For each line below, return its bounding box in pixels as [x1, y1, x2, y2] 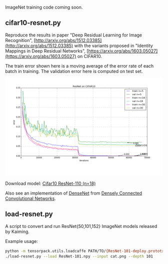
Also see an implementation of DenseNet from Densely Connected [5, 190, 142, 196]
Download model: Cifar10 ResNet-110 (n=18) [5, 180, 96, 186]
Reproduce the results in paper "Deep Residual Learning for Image [5, 32, 142, 38]
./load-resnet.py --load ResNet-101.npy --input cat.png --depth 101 [5, 253, 153, 259]
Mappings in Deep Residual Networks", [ [5, 47, 88, 54]
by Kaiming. [5, 228, 30, 234]
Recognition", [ [5, 37, 36, 43]
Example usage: [5, 238, 38, 244]
